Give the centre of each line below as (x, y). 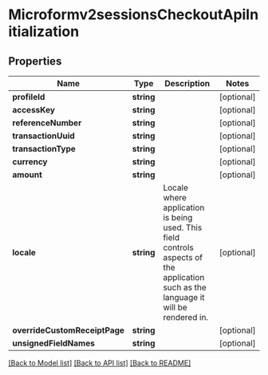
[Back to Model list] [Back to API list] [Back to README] (100, 363)
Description (187, 83)
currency (30, 162)
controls (178, 247)
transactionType (44, 149)
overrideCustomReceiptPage (69, 330)
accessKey (34, 110)
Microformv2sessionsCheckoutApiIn (134, 15)
